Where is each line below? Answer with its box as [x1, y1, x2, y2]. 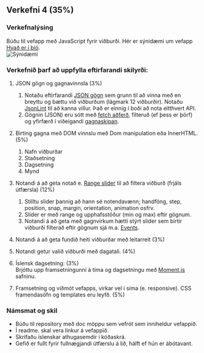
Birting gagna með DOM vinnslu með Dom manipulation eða [15, 129, 167, 137]
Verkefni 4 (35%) [6, 5, 74, 15]
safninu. [15, 273, 36, 280]
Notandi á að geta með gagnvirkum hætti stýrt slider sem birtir [24, 217, 182, 225]
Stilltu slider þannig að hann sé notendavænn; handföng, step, [24, 198, 182, 205]
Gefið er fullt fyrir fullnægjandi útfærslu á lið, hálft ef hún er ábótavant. [15, 340, 193, 347]
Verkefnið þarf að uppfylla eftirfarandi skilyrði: [6, 66, 149, 74]
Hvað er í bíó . [6, 44, 41, 51]
